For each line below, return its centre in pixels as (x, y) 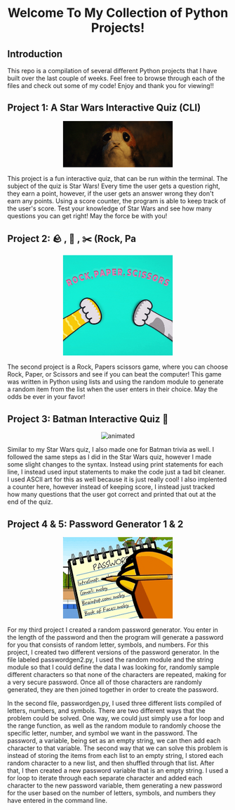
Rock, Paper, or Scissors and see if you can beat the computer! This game (115, 374)
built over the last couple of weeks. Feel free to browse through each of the (116, 78)
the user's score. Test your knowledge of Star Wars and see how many (110, 208)
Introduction (35, 54)
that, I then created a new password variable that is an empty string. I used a (118, 770)
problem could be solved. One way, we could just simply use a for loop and (116, 718)
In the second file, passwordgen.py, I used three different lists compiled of (115, 703)
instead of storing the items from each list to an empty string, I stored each (115, 755)
